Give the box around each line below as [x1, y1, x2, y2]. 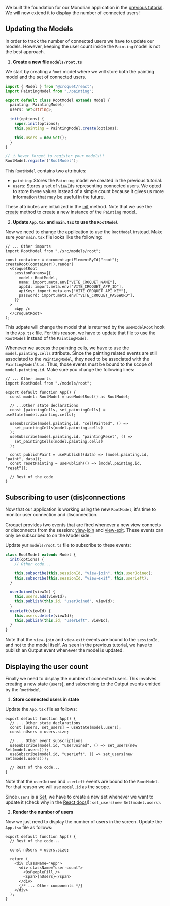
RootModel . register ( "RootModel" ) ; [5, 158, 79, 163]
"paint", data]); [5, 457, 42, 462]
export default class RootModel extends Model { [5, 98, 110, 103]
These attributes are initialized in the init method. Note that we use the [5, 204, 152, 210]
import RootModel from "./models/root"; [5, 381, 92, 386]
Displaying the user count [5, 662, 89, 671]
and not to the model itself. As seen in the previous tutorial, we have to [5, 642, 153, 648]
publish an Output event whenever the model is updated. [5, 647, 124, 653]
